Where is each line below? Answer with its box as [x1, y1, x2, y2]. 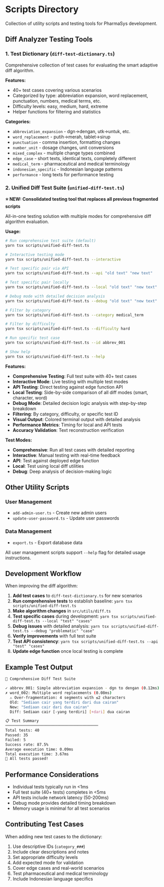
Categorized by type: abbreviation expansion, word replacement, [12, 92, 148, 99]
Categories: [5, 118, 31, 124]
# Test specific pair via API [5, 266, 69, 271]
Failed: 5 [5, 737, 26, 742]
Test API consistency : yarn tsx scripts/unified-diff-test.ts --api [12, 639, 158, 645]
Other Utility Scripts [5, 483, 69, 492]
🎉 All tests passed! [5, 756, 49, 762]
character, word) [12, 395, 48, 401]
